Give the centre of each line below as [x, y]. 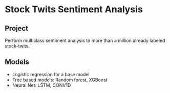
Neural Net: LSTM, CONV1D [41, 85]
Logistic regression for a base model [51, 74]
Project [17, 28]
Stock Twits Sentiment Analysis [74, 9]
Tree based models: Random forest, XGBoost [60, 80]
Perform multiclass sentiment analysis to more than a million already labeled [85, 40]
